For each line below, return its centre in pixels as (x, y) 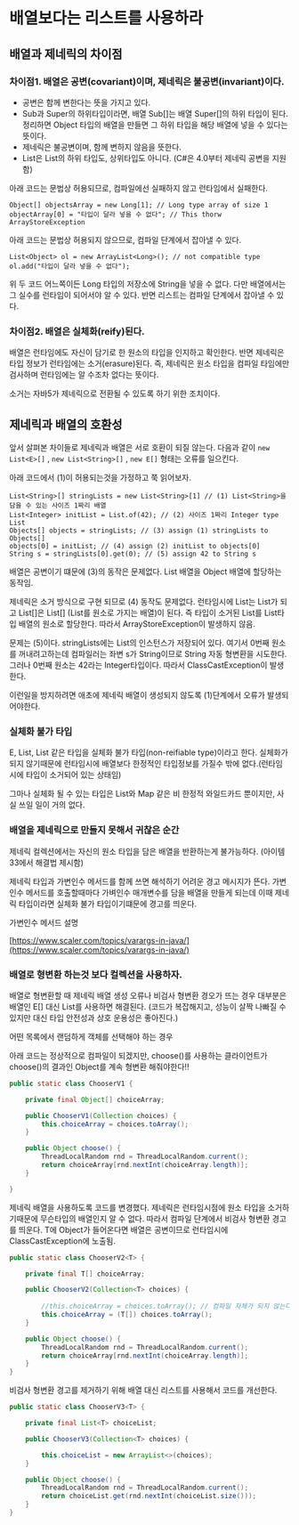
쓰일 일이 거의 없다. (52, 805)
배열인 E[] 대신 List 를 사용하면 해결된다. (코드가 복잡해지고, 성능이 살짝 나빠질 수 (148, 1006)
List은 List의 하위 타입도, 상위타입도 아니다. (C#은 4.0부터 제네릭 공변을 (146, 158)
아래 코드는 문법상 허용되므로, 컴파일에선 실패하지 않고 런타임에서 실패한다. (139, 188)
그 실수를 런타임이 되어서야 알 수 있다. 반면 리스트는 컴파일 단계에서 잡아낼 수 (142, 295)
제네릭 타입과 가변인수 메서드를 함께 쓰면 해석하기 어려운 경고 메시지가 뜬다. (140, 881)
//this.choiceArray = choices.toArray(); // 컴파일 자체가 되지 (155, 1306)
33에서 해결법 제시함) (47, 862)
